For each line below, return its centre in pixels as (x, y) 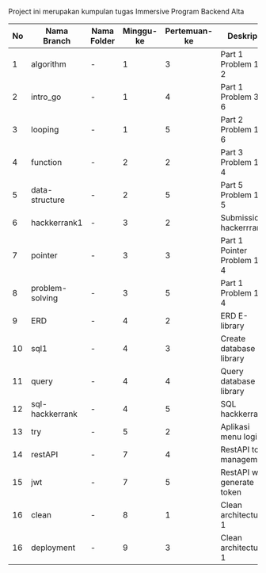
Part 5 (232, 185)
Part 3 (232, 152)
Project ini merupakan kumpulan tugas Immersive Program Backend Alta (126, 11)
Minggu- (140, 31)
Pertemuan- (189, 31)
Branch (57, 41)
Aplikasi (235, 427)
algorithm (49, 64)
